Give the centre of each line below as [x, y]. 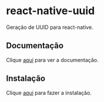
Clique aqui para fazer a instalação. [49, 93]
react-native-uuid [51, 11]
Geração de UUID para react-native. [50, 27]
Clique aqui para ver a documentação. [52, 60]
